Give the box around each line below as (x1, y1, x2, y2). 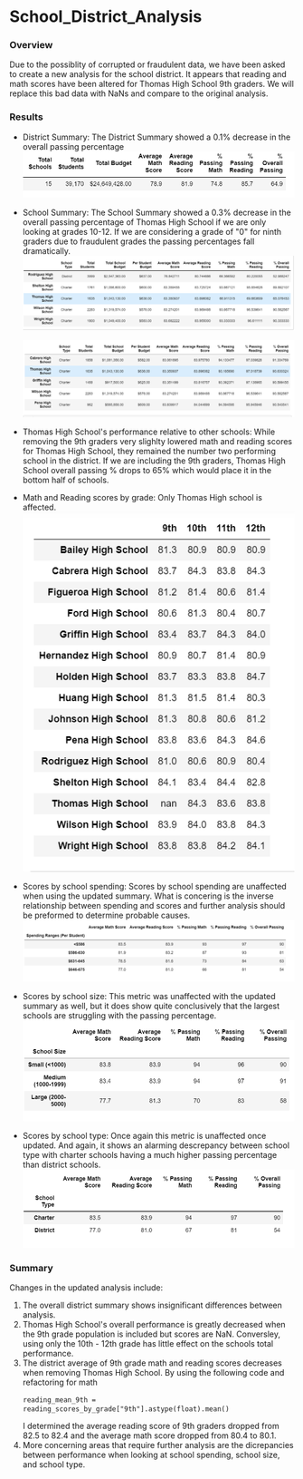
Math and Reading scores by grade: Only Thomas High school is (22, 492, 262, 502)
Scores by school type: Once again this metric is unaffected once (22, 1130, 267, 1141)
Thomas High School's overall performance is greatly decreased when (22, 1319, 287, 1330)
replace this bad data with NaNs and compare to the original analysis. (9, 88, 269, 99)
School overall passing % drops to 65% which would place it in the (22, 465, 272, 475)
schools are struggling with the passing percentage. (22, 1009, 217, 1021)
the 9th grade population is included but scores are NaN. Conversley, (22, 1328, 281, 1339)
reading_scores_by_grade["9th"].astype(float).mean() (22, 1405, 230, 1414)
